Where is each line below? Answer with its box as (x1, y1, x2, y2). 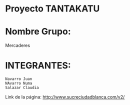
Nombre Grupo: (5, 26, 71, 37)
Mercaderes (5, 42, 30, 48)
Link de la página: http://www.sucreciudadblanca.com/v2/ (5, 94, 125, 100)
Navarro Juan (5, 76, 32, 81)
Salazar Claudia (5, 85, 39, 90)
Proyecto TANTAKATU (5, 3, 100, 14)
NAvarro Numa (5, 81, 32, 86)
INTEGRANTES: (5, 60, 71, 71)
